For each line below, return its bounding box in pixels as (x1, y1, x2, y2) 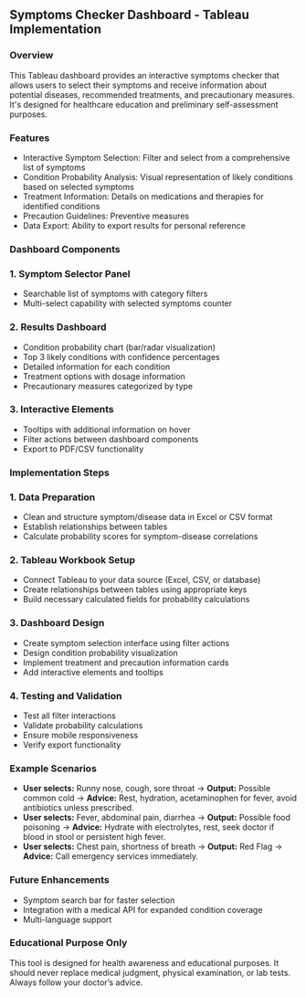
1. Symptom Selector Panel (9, 267, 131, 280)
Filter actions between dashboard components (22, 433, 199, 444)
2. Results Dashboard (9, 321, 107, 334)
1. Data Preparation (9, 491, 96, 504)
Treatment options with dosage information (22, 370, 185, 382)
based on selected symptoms (22, 181, 134, 192)
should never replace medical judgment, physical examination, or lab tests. (9, 967, 290, 978)
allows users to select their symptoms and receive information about (9, 80, 268, 90)
